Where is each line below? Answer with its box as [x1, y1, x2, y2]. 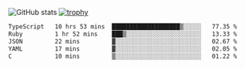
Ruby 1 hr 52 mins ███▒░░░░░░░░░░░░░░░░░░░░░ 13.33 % [8, 30, 238, 38]
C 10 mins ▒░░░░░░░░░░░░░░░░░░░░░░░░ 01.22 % [8, 52, 238, 60]
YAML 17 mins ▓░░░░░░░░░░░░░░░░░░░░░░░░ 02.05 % [8, 44, 238, 53]
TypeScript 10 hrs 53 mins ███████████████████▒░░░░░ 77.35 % [8, 23, 238, 31]
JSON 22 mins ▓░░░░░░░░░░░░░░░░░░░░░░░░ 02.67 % [8, 37, 238, 45]
